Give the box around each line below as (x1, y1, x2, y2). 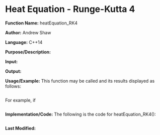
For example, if (5, 97, 36, 103)
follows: (5, 83, 21, 89)
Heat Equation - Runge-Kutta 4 (5, 3, 135, 15)
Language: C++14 (5, 39, 43, 45)
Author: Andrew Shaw (5, 29, 51, 35)
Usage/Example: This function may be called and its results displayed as (5, 78, 155, 84)
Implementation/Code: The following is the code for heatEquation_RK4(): (5, 111, 156, 117)
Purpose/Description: (5, 49, 51, 55)
